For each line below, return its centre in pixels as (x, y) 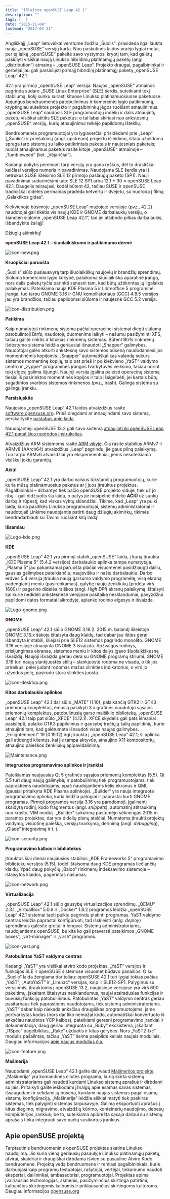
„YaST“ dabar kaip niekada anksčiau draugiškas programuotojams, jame (80, 1009)
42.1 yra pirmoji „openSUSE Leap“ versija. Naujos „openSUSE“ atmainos (80, 86)
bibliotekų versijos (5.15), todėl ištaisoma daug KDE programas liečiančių (80, 864)
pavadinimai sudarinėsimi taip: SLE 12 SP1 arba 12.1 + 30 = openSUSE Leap (83, 181)
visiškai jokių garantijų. (29, 460)
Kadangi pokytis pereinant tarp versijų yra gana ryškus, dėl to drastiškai (80, 165)
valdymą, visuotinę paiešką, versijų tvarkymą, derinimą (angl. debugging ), (82, 824)
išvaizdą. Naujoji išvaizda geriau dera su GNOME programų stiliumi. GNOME (84, 656)
